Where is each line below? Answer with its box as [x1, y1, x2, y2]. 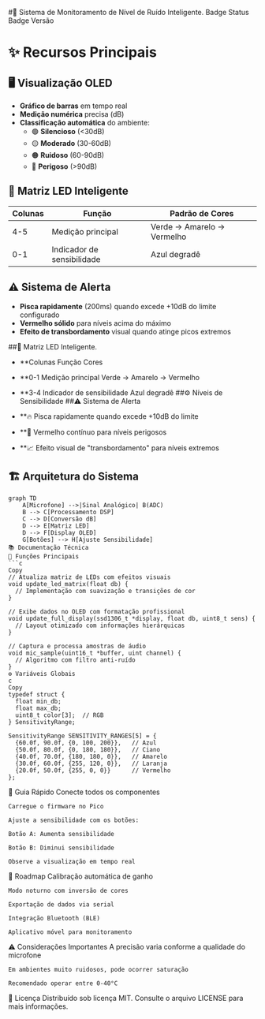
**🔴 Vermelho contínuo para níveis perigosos [19, 427, 167, 437]
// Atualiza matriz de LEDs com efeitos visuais [8, 573, 171, 581]
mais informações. [8, 1002, 69, 1011]
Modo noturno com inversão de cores [8, 887, 129, 895]
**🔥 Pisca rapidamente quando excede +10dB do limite [19, 411, 199, 421]
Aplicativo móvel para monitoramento [8, 928, 132, 936]
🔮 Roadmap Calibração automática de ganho [8, 872, 154, 881]
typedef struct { [8, 691, 65, 699]
